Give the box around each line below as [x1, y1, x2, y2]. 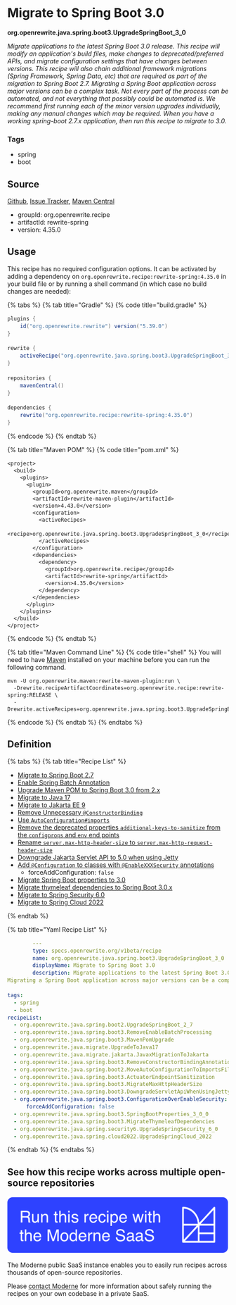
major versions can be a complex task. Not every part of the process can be [7, 87, 229, 95]
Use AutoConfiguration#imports [17, 816, 110, 824]
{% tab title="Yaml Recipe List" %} [7, 925, 107, 934]
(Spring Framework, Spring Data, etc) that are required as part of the [7, 72, 208, 80]
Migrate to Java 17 [17, 793, 71, 801]
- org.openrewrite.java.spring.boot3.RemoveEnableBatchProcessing [13, 1029, 212, 1036]
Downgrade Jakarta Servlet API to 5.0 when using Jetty [17, 853, 178, 861]
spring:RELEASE [7, 692, 52, 699]
